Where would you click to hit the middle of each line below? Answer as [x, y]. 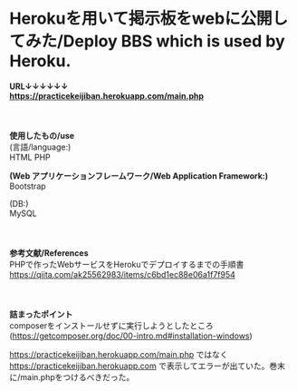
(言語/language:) [40, 147]
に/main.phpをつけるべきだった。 [72, 376]
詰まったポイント [41, 314]
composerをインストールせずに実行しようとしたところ [112, 325]
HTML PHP [30, 157]
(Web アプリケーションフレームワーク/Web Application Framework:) [139, 176]
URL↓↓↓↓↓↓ [39, 86]
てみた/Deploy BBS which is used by [147, 41]
